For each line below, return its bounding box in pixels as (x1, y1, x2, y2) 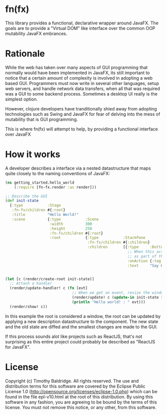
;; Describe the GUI (5, 194, 48, 199)
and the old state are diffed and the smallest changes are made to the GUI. (5, 323, 158, 329)
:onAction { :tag (127, 258, 162, 263)
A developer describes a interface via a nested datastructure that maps (5, 165, 151, 171)
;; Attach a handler (9, 281, 52, 286)
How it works (5, 149, 61, 160)
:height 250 (49, 226, 92, 231)
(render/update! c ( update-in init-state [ (72, 295, 164, 300)
